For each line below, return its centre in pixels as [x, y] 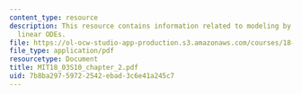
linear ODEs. [42, 34]
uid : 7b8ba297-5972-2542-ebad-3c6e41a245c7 [92, 76]
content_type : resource [54, 17]
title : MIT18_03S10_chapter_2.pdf [74, 68]
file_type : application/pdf [62, 51]
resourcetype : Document [54, 59]
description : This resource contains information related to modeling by [151, 26]
